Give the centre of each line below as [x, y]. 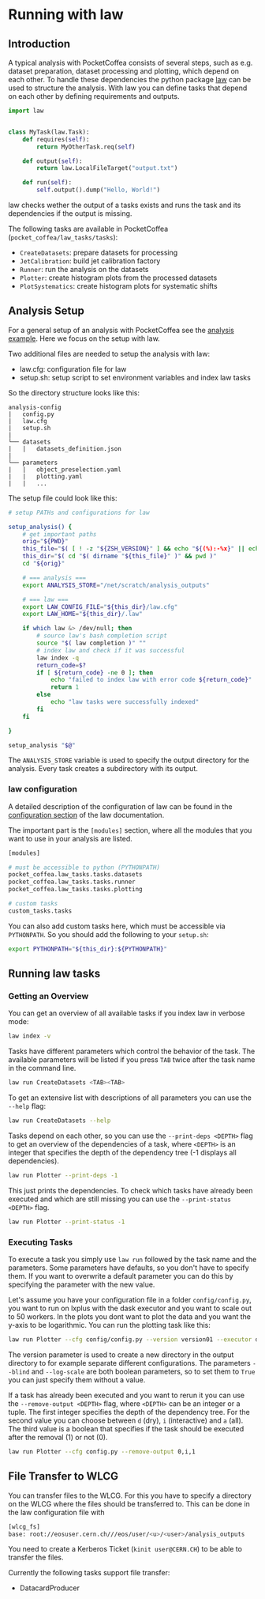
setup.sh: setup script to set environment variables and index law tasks [135, 377]
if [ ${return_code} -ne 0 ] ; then [95, 673]
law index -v [30, 1036]
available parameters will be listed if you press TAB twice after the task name [132, 1060]
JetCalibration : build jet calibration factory [90, 261]
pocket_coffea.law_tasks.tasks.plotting [76, 890]
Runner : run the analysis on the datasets [84, 269]
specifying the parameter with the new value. [82, 1285]
